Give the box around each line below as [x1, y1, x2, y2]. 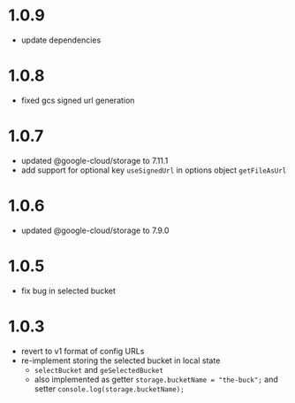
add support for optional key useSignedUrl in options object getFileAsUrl [20, 165, 287, 175]
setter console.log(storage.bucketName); [34, 383, 185, 394]
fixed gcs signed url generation [20, 95, 135, 105]
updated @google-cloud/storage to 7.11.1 [20, 155, 169, 166]
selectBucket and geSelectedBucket [34, 364, 164, 375]
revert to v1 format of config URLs [20, 345, 145, 356]
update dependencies [20, 35, 102, 45]
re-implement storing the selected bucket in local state [20, 355, 221, 366]
